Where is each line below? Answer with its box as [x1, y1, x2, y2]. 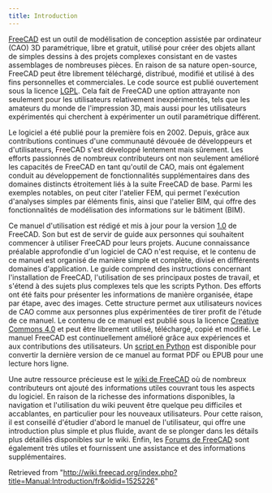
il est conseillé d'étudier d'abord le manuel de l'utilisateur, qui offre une [8, 417, 246, 427]
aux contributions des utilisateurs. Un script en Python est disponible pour [8, 341, 257, 351]
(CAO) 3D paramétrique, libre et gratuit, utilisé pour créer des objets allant [8, 42, 256, 53]
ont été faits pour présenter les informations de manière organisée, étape [8, 289, 253, 299]
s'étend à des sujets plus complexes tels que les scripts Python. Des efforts [8, 281, 261, 290]
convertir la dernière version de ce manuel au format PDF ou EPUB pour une [8, 349, 264, 359]
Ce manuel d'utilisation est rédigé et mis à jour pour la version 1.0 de [8, 221, 237, 230]
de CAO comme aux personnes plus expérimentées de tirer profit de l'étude [8, 307, 262, 316]
